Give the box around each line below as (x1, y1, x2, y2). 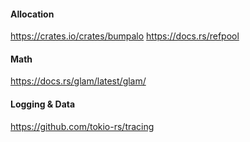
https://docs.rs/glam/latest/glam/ (10, 75, 147, 87)
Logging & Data (10, 98, 76, 110)
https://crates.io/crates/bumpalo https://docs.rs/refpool (10, 30, 240, 42)
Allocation (10, 8, 55, 20)
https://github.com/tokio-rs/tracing (10, 120, 155, 132)
